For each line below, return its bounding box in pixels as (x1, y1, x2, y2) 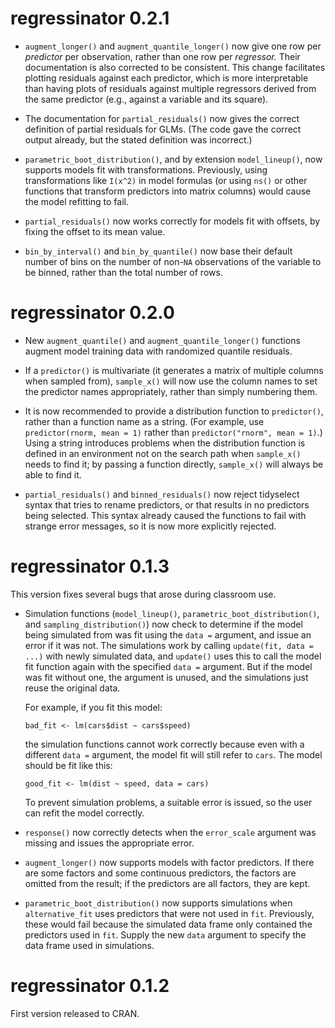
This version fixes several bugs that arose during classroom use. (10, 588, 277, 600)
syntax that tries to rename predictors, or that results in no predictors (24, 498, 310, 511)
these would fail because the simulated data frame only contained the (24, 918, 313, 930)
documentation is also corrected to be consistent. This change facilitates (24, 61, 326, 73)
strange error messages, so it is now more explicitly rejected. (24, 520, 277, 532)
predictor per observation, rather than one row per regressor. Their (24, 50, 301, 62)
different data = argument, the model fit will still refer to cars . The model (24, 748, 323, 761)
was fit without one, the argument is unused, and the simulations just (24, 671, 309, 683)
